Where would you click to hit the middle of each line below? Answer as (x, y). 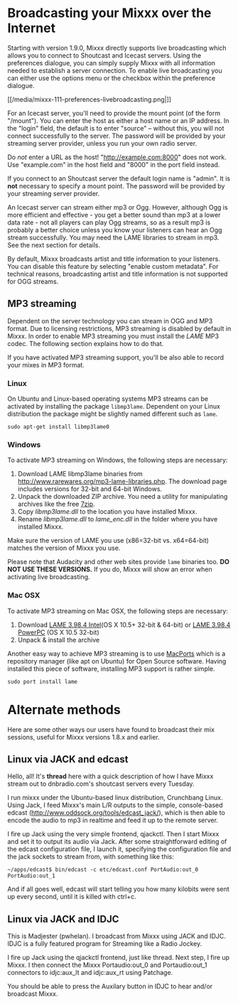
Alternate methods (64, 709)
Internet (31, 28)
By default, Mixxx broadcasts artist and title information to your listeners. (114, 259)
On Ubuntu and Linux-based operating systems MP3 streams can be (108, 399)
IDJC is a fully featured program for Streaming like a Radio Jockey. (105, 944)
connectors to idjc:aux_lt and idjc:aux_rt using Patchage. (90, 973)
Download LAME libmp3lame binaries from (80, 474)
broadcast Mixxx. (33, 994)
